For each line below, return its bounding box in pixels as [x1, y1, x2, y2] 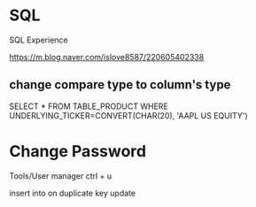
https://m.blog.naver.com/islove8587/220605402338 [9, 51, 205, 62]
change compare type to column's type [9, 77, 231, 93]
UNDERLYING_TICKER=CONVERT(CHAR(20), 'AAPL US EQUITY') [9, 110, 248, 120]
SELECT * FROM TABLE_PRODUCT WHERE [9, 101, 168, 111]
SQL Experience [9, 34, 68, 45]
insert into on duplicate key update [9, 188, 136, 198]
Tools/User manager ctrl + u [9, 170, 112, 181]
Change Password [9, 141, 147, 161]
